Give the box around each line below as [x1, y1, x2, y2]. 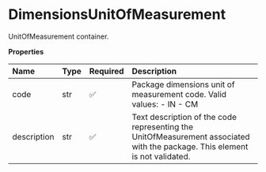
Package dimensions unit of [131, 79, 235, 90]
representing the [131, 121, 194, 132]
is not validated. [131, 151, 191, 162]
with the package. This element [131, 140, 249, 151]
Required [89, 65, 124, 77]
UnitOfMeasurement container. [8, 32, 109, 41]
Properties [8, 47, 44, 56]
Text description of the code [131, 111, 237, 122]
